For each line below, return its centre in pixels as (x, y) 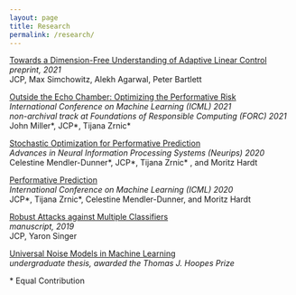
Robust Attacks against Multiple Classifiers (89, 217)
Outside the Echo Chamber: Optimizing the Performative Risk (123, 97)
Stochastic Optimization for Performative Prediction (105, 143)
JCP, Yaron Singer (43, 236)
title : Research (40, 26)
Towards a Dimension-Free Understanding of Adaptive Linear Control (139, 61)
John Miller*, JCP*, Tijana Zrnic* (70, 126)
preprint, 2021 (35, 70)
